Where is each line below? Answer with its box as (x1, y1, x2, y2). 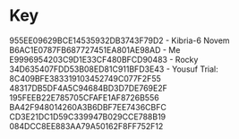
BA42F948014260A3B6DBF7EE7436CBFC (9, 101, 167, 112)
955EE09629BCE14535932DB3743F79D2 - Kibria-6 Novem (9, 35, 230, 46)
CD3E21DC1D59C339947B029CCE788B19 (9, 111, 166, 122)
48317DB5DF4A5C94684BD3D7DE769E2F (9, 83, 167, 93)
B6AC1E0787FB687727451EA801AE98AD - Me (9, 44, 181, 55)
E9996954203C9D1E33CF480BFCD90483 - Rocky (9, 54, 199, 65)
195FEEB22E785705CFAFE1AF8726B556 (9, 91, 159, 103)
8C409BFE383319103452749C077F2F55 (9, 73, 161, 83)
